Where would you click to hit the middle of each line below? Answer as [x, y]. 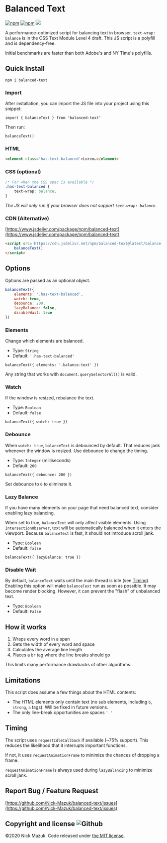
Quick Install [25, 68]
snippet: [13, 109]
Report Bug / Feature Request [52, 791]
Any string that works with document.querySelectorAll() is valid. [71, 374]
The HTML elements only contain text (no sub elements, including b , [82, 702]
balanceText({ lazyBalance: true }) [43, 557]
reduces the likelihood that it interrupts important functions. [66, 745]
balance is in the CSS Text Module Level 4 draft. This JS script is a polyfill [80, 38]
